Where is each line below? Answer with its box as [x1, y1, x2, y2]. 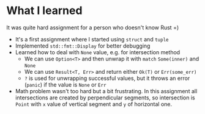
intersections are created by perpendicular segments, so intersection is [15, 94, 195, 101]
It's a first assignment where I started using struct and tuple [15, 35, 169, 43]
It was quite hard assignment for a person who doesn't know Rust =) [6, 24, 179, 31]
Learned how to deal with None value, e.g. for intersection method [15, 48, 181, 55]
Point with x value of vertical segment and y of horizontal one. [15, 100, 173, 107]
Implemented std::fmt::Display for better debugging [15, 42, 151, 49]
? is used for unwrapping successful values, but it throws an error [24, 74, 190, 82]
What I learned [6, 4, 83, 18]
